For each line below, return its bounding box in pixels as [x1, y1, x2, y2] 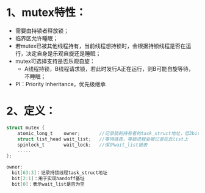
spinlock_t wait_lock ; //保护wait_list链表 [17, 142, 148, 148]
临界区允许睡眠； [15, 34, 59, 42]
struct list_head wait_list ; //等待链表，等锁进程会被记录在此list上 [17, 136, 189, 142]
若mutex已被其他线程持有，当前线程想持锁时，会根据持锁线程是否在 [15, 42, 186, 49]
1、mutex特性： [6, 5, 87, 20]
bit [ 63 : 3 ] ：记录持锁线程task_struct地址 [12, 170, 108, 176]
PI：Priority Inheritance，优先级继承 [15, 80, 106, 87]
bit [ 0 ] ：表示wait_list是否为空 [12, 181, 85, 187]
